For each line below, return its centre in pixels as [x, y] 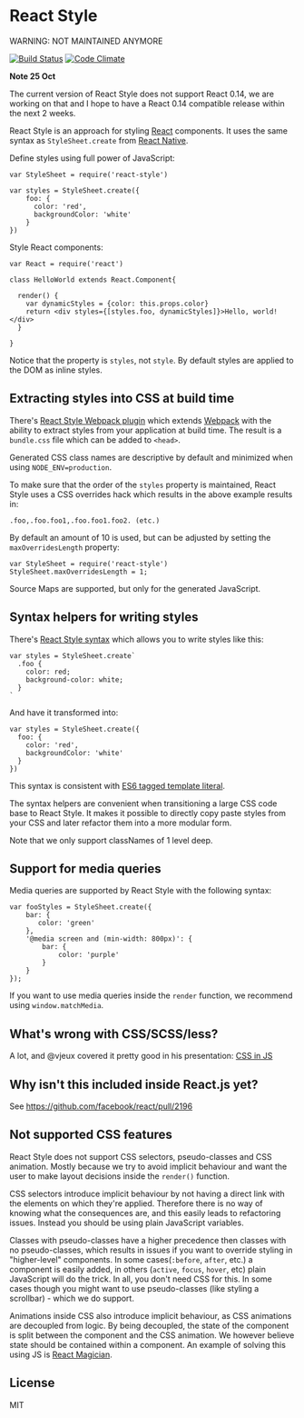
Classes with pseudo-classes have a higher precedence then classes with [148, 1240]
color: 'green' [66, 924]
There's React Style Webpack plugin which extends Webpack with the [141, 420]
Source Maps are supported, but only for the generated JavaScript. [135, 588]
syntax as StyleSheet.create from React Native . [99, 140]
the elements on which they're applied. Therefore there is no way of [136, 1203]
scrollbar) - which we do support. [72, 1298]
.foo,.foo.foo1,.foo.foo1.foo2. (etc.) [85, 520]
